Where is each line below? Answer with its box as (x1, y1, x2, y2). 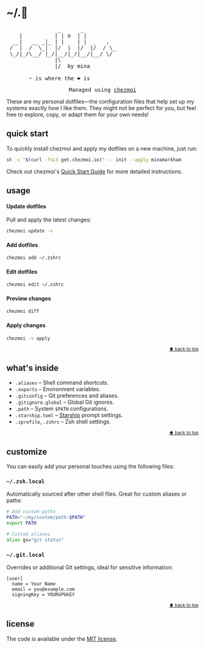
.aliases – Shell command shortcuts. (15, 379, 109, 387)
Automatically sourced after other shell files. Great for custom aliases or (6, 490, 187, 497)
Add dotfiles (6, 241, 38, 248)
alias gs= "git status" (6, 537, 64, 543)
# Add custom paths (6, 508, 56, 515)
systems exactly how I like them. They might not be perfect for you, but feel (6, 104, 196, 111)
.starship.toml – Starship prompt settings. (15, 412, 123, 419)
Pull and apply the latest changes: (6, 216, 92, 223)
